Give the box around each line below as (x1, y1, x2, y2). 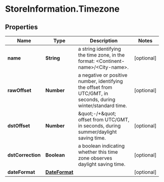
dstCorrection (7, 152, 41, 158)
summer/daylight (78, 128, 117, 135)
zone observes (78, 155, 112, 162)
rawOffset (7, 87, 32, 94)
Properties (5, 23, 38, 31)
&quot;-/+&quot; (78, 110, 116, 117)
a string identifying (78, 45, 121, 52)
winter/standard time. (78, 102, 127, 109)
